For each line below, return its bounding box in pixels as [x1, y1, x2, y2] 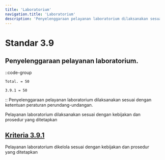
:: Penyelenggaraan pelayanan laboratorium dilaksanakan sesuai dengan [5, 97, 152, 103]
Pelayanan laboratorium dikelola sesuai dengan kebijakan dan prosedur [5, 144, 149, 150]
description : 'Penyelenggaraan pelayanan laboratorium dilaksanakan [5, 16, 148, 21]
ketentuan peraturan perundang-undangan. [5, 102, 93, 108]
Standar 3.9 [5, 37, 55, 48]
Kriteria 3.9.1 [5, 131, 45, 139]
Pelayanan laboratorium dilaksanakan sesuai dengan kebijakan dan [5, 112, 141, 117]
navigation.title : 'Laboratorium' [5, 12, 76, 17]
